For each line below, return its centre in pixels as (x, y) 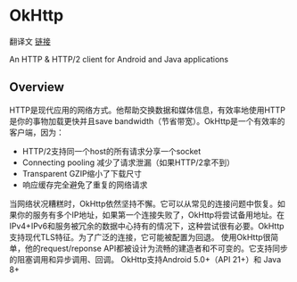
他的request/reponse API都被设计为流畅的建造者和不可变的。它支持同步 (156, 248)
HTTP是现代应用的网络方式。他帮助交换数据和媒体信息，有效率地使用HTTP (147, 110)
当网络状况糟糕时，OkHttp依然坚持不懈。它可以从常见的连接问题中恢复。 (144, 203)
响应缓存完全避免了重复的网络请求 (85, 185)
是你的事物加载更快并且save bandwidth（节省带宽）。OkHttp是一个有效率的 (147, 120)
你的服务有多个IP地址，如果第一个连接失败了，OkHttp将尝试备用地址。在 (151, 214)
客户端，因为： (37, 132)
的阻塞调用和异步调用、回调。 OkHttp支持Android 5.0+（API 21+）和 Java (145, 259)
